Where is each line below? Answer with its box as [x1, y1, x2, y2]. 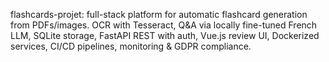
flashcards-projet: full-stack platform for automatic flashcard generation [10, 9, 308, 20]
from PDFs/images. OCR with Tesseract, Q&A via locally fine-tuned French [10, 19, 318, 31]
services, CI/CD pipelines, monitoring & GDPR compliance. [10, 40, 252, 52]
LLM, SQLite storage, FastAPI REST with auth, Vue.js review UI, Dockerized [10, 30, 320, 41]
